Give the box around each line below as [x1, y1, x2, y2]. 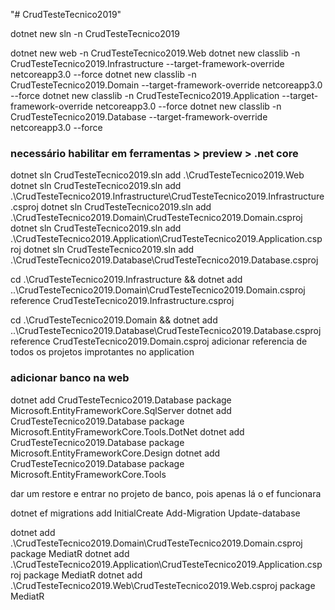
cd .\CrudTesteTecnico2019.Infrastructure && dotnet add [10, 274, 243, 286]
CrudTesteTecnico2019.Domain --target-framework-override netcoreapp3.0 [10, 79, 323, 91]
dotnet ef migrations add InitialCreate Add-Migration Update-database [10, 507, 301, 519]
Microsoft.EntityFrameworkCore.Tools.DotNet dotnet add [10, 425, 245, 438]
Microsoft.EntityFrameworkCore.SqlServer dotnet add [10, 404, 232, 416]
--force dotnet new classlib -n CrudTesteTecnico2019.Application [10, 90, 280, 101]
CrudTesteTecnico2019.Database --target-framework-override [10, 111, 268, 123]
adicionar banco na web [10, 371, 130, 385]
